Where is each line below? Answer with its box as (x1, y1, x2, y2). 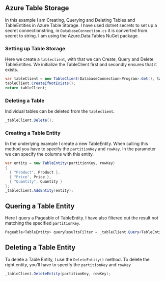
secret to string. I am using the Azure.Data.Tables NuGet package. (5, 33, 139, 38)
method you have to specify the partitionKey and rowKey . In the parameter (5, 146, 156, 152)
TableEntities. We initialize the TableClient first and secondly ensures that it (5, 62, 157, 68)
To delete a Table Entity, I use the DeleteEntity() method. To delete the (5, 256, 150, 262)
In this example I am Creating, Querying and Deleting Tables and (5, 17, 136, 23)
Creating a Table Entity (5, 129, 61, 136)
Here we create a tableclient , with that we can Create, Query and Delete (5, 56, 154, 62)
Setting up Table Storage (5, 45, 65, 52)
